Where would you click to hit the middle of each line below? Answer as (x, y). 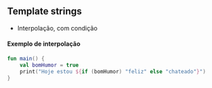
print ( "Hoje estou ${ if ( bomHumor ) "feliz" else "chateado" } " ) (113, 71)
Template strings (45, 11)
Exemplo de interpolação (44, 44)
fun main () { (26, 59)
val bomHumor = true (49, 65)
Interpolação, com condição (58, 28)
